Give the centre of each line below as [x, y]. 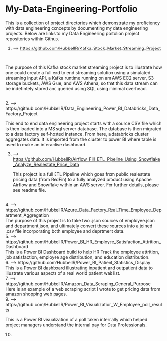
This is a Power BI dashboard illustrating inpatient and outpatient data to [79, 268]
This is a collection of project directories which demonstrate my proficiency [83, 23]
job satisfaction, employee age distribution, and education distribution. [78, 257]
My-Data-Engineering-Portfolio [72, 9]
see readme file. [29, 190]
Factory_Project [22, 114]
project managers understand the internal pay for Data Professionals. [76, 325]
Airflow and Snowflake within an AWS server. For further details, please [86, 185]
